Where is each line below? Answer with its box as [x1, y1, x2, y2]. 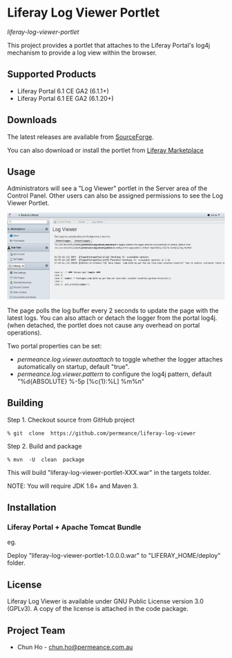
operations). [7, 328, 42, 337]
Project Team [7, 624, 66, 637]
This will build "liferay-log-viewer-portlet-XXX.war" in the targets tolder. [7, 468, 211, 476]
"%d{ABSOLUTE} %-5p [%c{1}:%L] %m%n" [17, 377, 145, 385]
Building [7, 397, 43, 409]
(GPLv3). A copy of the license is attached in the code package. [7, 605, 188, 613]
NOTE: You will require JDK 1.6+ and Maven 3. [7, 482, 139, 490]
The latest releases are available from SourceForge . [7, 133, 154, 141]
